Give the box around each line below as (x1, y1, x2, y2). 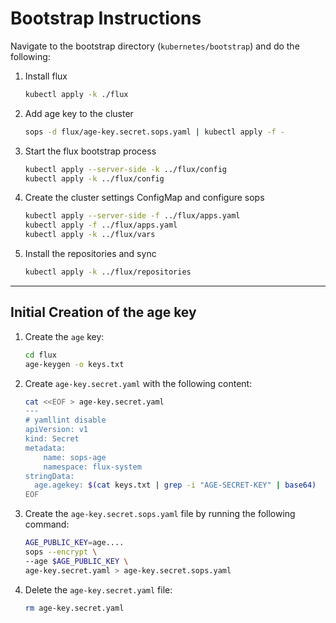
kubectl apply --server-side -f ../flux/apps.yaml (24, 211, 241, 221)
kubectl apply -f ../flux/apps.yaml (24, 220, 178, 231)
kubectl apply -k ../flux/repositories (24, 267, 192, 277)
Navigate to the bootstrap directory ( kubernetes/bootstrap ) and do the (10, 40, 300, 52)
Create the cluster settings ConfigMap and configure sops (24, 192, 265, 204)
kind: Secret (24, 434, 80, 444)
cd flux (24, 350, 57, 360)
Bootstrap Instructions (10, 7, 202, 30)
